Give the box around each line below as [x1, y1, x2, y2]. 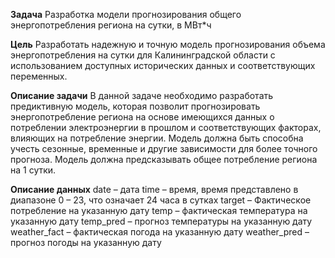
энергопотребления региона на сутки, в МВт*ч [10, 19, 212, 31]
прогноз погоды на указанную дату [10, 237, 162, 248]
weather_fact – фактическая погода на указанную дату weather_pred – [10, 226, 310, 238]
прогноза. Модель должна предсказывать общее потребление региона [10, 154, 318, 165]
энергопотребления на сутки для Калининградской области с [10, 49, 276, 61]
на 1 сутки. [10, 164, 57, 176]
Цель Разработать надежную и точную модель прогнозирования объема [10, 39, 326, 50]
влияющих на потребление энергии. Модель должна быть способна [10, 132, 304, 144]
